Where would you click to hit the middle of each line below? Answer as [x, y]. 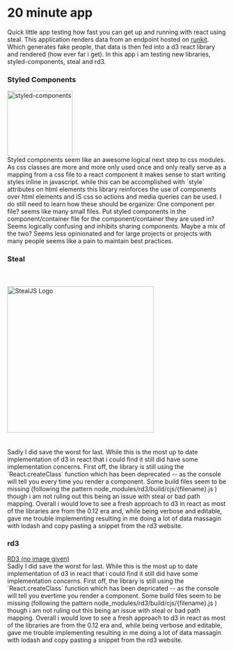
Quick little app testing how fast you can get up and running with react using [116, 32]
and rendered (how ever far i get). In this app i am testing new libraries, [109, 54]
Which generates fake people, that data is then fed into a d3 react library [111, 47]
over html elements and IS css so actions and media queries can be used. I [114, 197]
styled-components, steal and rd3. [57, 61]
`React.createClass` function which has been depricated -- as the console [113, 588]
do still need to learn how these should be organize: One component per [111, 204]
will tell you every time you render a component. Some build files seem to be [117, 481]
